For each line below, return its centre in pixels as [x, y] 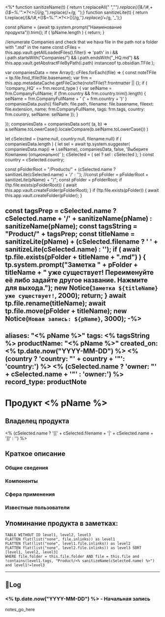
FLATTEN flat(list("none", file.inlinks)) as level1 [60, 539]
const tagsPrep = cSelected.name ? [61, 211]
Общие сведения [27, 468]
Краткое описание [35, 454]
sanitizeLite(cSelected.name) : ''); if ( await [72, 249]
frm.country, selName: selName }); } [42, 114]
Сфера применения [30, 494]
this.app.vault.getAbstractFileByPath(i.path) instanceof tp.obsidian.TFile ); [80, 63]
